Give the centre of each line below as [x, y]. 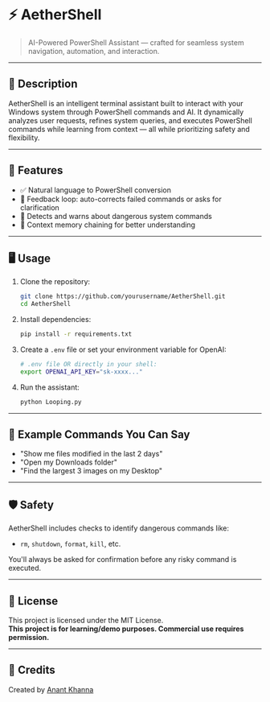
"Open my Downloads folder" [69, 462]
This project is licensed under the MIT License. [86, 621]
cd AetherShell [45, 304]
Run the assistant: [50, 387]
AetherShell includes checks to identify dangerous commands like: [119, 528]
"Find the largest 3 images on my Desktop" [91, 471]
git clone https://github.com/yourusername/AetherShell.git [123, 297]
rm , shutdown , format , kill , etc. [70, 544]
